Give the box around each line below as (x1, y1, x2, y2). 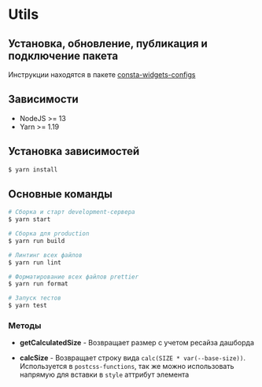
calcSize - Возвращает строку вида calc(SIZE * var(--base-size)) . (19, 353, 246, 363)
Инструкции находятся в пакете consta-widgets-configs (8, 70, 196, 79)
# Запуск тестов (8, 294, 61, 302)
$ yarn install (8, 165, 58, 174)
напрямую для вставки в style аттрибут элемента (19, 370, 190, 379)
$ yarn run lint (8, 258, 61, 267)
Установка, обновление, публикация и (8, 37, 208, 50)
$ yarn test (8, 301, 47, 310)
